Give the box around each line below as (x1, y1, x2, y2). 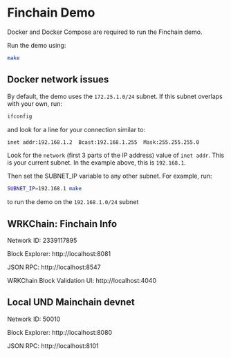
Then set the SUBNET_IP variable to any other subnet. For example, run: (7, 172, 212, 181)
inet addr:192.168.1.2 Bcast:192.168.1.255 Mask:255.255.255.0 (7, 138, 199, 146)
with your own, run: (7, 99, 62, 108)
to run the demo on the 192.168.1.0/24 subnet (7, 198, 139, 206)
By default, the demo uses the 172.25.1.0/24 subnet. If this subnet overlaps (7, 92, 223, 100)
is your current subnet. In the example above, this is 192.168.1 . (7, 158, 186, 167)
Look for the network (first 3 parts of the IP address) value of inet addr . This (7, 151, 225, 160)
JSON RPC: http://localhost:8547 (7, 263, 102, 271)
